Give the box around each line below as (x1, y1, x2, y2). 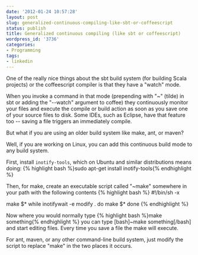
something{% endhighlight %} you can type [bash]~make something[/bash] (6, 218, 191, 225)
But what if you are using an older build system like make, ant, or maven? (6, 129, 184, 136)
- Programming (6, 47, 41, 53)
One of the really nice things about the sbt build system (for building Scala (6, 75, 187, 82)
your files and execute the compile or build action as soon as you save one (6, 105, 188, 112)
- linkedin (6, 58, 33, 64)
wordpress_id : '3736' (6, 36, 60, 42)
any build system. (6, 146, 49, 154)
